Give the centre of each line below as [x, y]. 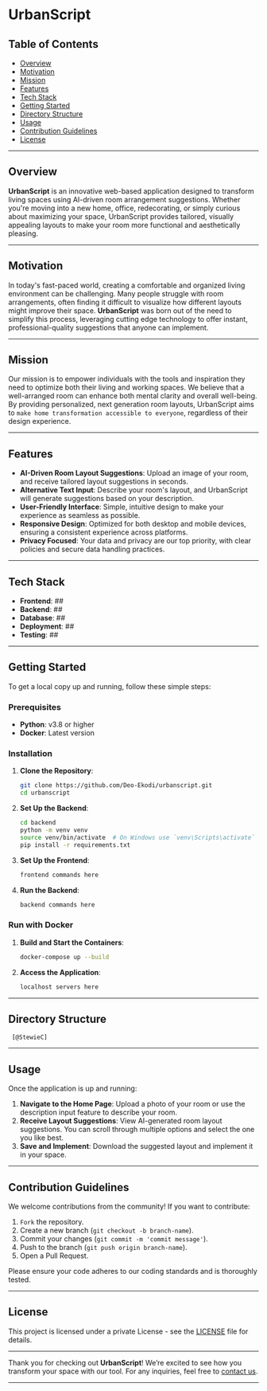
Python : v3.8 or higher [57, 725]
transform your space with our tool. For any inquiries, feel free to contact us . [133, 1371]
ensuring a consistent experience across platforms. [104, 532]
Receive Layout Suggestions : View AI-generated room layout [121, 1121]
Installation [31, 754]
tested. [20, 1279]
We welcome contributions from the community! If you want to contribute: [129, 1206]
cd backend [38, 823]
